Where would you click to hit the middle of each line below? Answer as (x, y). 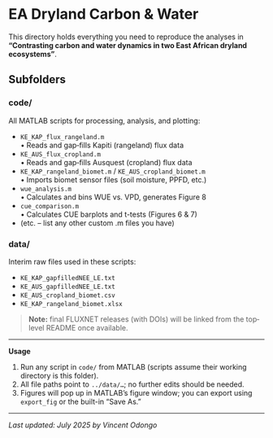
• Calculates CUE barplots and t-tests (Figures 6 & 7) (108, 214)
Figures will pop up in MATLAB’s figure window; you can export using (136, 392)
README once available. (87, 327)
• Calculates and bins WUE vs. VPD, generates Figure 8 (113, 197)
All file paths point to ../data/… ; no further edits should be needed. (132, 384)
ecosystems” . (32, 54)
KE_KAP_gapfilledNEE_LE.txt (67, 278)
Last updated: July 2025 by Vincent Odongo (83, 425)
